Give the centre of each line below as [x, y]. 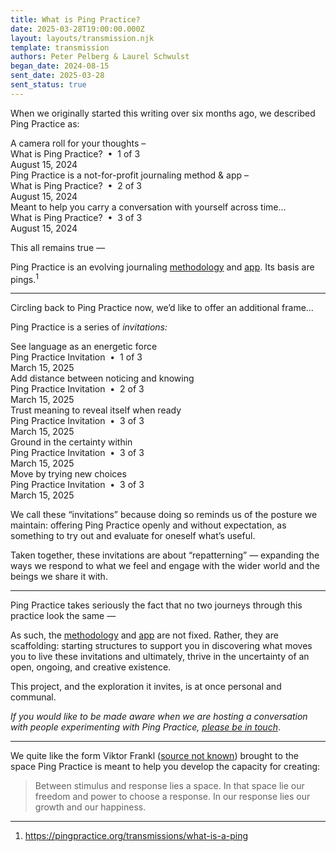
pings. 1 [24, 278]
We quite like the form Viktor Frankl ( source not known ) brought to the [154, 756]
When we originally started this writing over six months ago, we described [163, 113]
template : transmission [60, 47]
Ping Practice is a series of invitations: [89, 327]
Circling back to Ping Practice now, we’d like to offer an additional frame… [162, 308]
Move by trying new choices [68, 474]
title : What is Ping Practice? [75, 19]
